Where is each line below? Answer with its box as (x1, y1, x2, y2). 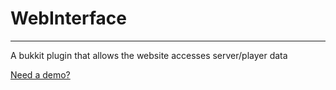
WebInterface (10, 7, 127, 30)
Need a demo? (10, 68, 71, 81)
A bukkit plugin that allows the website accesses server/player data (10, 49, 288, 61)
